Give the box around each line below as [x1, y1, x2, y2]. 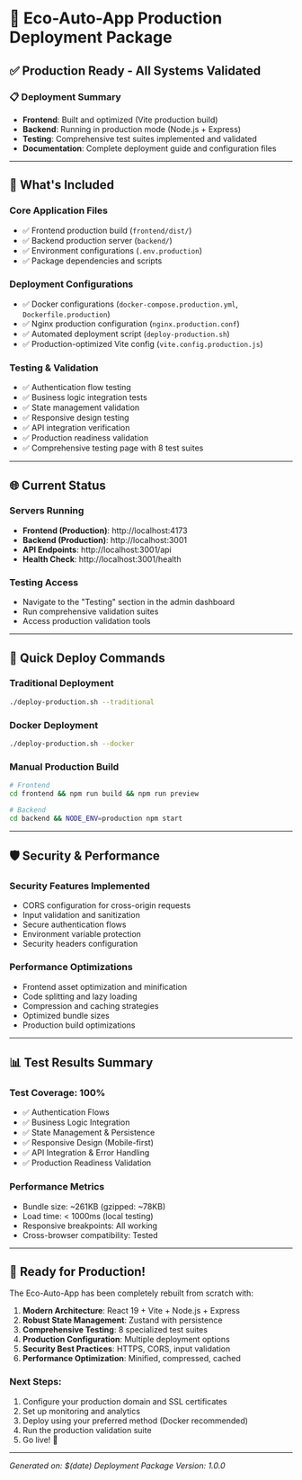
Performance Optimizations [9, 961, 133, 974]
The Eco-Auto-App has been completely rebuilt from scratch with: [9, 1288, 254, 1298]
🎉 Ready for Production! [9, 1264, 147, 1279]
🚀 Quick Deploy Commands [9, 650, 166, 665]
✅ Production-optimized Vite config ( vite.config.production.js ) [22, 338, 263, 349]
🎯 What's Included [9, 177, 115, 192]
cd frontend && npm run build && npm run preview [9, 789, 200, 798]
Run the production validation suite [22, 1424, 152, 1435]
